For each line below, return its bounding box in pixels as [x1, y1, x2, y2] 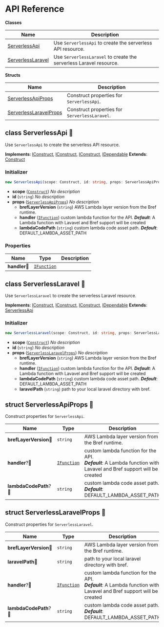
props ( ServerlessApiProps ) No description [12, 199, 99, 205]
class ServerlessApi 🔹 [5, 129, 73, 137]
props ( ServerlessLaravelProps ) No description [12, 350, 108, 356]
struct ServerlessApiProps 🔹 [5, 400, 94, 409]
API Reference [5, 3, 64, 15]
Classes [5, 20, 22, 25]
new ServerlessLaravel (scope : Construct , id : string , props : [5, 331, 132, 336]
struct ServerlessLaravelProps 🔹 [5, 508, 106, 517]
